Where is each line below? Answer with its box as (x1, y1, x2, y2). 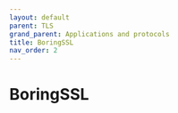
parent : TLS (9, 21, 54, 30)
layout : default (9, 12, 70, 22)
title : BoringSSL (9, 37, 74, 47)
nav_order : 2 (9, 46, 58, 55)
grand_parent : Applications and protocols (9, 29, 170, 38)
